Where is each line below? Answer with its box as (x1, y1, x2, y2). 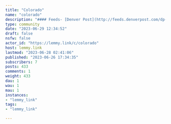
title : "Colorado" (5, 7, 44, 13)
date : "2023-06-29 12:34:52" (5, 26, 67, 32)
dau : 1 (5, 78, 19, 83)
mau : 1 (5, 87, 19, 93)
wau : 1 (5, 83, 19, 88)
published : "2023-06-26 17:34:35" (5, 54, 79, 60)
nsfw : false (5, 36, 31, 41)
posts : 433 (5, 64, 28, 69)
